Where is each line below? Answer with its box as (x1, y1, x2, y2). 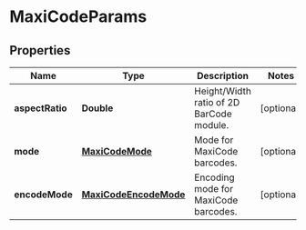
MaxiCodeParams (9, 6, 148, 27)
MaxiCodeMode (81, 145, 153, 157)
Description (197, 70, 249, 82)
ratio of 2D (194, 96, 240, 108)
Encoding (194, 171, 235, 184)
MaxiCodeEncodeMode (81, 188, 186, 201)
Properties (9, 43, 71, 58)
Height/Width (194, 85, 252, 97)
